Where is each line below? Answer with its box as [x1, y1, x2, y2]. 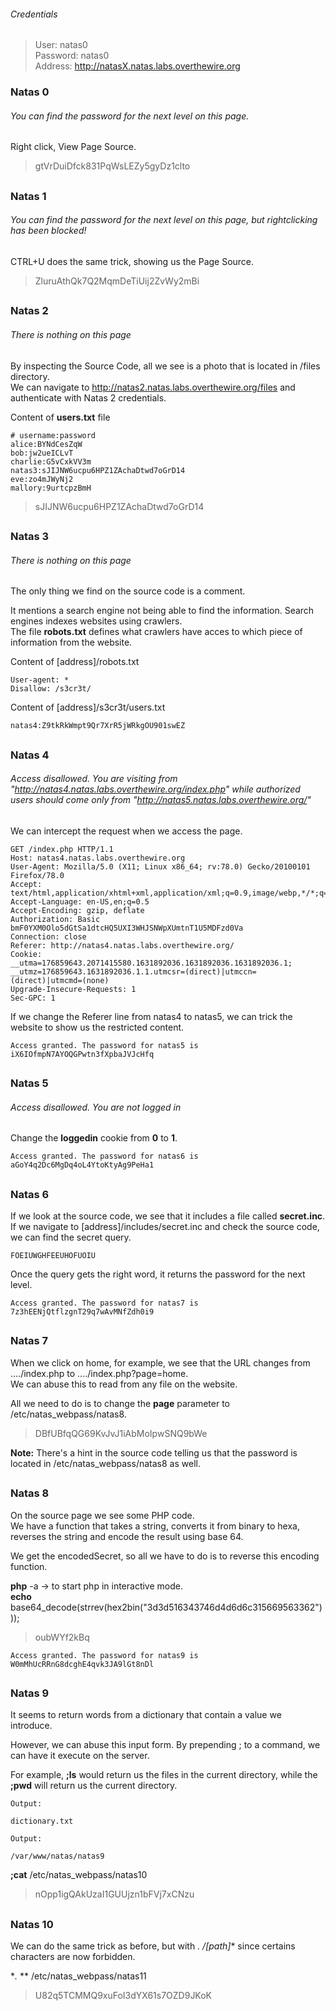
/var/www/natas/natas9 [10, 1851, 105, 1862]
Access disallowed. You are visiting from [10, 773, 178, 785]
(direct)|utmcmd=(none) [10, 975, 110, 985]
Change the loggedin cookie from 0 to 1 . [10, 1132, 178, 1144]
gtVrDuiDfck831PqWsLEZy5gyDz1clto [34, 160, 191, 172]
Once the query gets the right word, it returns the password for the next [10, 1268, 306, 1280]
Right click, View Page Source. [10, 141, 137, 153]
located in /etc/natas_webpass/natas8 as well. [10, 1457, 201, 1469]
